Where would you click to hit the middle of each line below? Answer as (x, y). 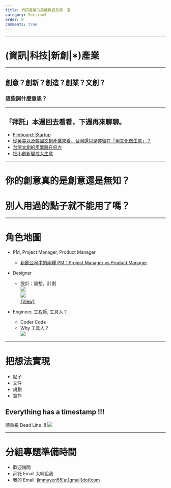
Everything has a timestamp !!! (55, 412)
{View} (27, 301)
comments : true (21, 24)
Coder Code (33, 322)
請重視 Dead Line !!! (26, 425)
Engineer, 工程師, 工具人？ (40, 311)
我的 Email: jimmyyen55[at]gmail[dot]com (56, 480)
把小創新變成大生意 (33, 153)
